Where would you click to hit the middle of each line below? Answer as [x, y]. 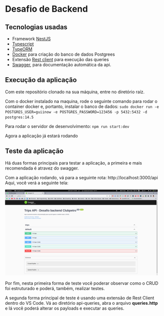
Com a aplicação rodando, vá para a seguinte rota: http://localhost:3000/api [82, 177]
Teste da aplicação [34, 151]
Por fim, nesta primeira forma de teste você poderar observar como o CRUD [82, 283]
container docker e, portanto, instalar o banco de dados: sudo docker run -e [82, 106]
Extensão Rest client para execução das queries [60, 59]
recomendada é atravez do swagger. [42, 168]
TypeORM [22, 49]
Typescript [23, 44]
